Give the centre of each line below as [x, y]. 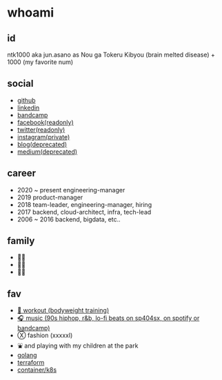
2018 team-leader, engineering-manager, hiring [84, 204]
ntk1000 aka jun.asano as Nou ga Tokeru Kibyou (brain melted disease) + [111, 54]
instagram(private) [43, 137]
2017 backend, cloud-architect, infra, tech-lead [84, 212]
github [26, 100]
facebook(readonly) [45, 122]
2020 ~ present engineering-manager [71, 190]
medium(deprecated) [47, 151]
